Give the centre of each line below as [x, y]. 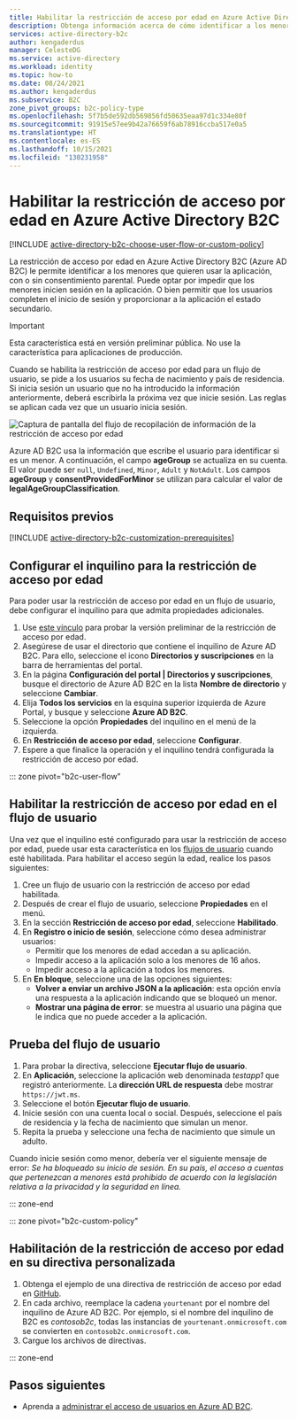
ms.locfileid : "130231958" [59, 157]
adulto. [34, 1141]
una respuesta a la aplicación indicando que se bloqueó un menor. [156, 997]
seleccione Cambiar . [60, 694]
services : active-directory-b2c [69, 34]
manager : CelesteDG [45, 50]
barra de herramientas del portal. [82, 665]
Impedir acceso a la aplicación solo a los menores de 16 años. [148, 960]
